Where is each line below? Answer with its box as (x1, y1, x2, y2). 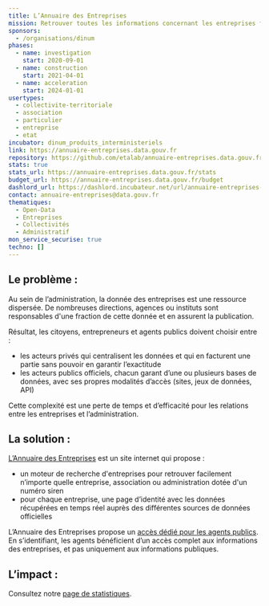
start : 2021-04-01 (22, 71, 84, 79)
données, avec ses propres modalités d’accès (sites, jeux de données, (19, 376, 252, 386)
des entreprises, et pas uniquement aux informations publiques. (8, 544, 219, 554)
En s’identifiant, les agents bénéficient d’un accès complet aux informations (8, 535, 258, 546)
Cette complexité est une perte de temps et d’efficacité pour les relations (8, 401, 249, 410)
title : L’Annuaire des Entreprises (8, 11, 127, 20)
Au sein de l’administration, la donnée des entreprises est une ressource (8, 294, 247, 303)
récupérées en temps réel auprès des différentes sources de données (19, 503, 251, 513)
